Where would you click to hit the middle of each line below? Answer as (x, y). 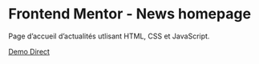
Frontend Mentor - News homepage (129, 14)
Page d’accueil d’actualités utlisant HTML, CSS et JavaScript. (109, 36)
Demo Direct (29, 51)
